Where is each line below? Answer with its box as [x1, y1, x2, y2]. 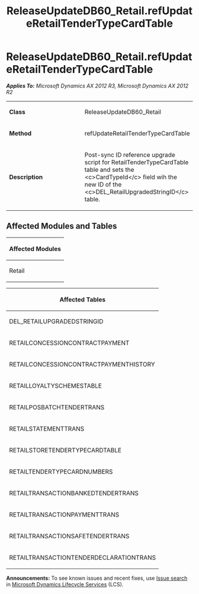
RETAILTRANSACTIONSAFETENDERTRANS [9, 532, 130, 540]
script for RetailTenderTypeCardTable [84, 158, 189, 166]
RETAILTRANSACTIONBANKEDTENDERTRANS [9, 489, 139, 497]
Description [9, 173, 43, 181]
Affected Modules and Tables [6, 221, 117, 232]
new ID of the [84, 180, 122, 188]
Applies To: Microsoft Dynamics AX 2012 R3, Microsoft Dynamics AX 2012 [6, 82, 189, 89]
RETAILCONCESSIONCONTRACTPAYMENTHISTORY [9, 360, 155, 368]
